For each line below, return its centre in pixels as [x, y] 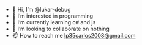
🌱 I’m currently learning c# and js [54, 22]
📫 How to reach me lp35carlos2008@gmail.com [74, 36]
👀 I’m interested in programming [53, 16]
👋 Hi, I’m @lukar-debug [42, 9]
